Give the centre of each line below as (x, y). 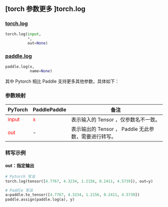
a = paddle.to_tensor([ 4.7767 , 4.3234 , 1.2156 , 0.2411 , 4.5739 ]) (72, 195)
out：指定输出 (20, 166)
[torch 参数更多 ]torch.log (45, 9)
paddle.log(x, (20, 67)
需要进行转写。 (99, 136)
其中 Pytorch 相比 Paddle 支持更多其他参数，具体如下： (62, 81)
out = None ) (38, 43)
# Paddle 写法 (19, 190)
